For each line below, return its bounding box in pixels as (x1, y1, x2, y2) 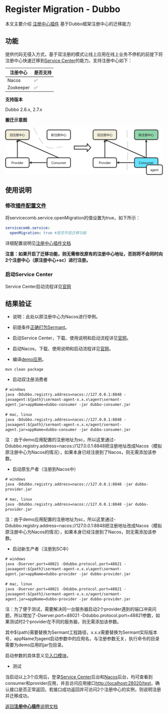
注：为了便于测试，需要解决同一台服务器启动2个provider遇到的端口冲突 (5, 606, 152, 612)
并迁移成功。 (5, 693, 31, 699)
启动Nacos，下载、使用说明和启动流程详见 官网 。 (12, 345, 113, 352)
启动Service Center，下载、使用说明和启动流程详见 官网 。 (12, 335, 131, 341)
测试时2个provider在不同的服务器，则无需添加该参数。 (9, 619, 121, 625)
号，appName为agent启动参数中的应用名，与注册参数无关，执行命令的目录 (5, 636, 160, 642)
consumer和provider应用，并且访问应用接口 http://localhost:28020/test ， (5, 680, 156, 686)
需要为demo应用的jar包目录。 (5, 642, 66, 648)
